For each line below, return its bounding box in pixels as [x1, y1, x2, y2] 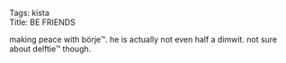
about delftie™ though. [9, 43, 92, 54]
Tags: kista [9, 8, 49, 18]
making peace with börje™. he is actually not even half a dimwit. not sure [9, 35, 278, 44]
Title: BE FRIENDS [9, 17, 76, 28]
